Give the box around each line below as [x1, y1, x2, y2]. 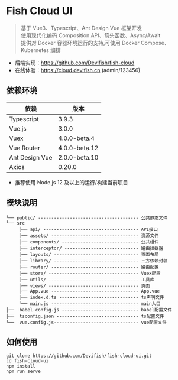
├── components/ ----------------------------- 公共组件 [19, 239, 159, 245]
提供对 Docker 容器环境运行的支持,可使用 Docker [20, 39, 140, 46]
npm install [6, 363, 35, 369]
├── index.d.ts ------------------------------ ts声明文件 [19, 294, 164, 300]
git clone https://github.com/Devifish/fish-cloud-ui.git [6, 353, 152, 359]
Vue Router [9, 144, 40, 152]
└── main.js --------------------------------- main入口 [19, 300, 161, 307]
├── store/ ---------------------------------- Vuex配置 [19, 270, 161, 276]
